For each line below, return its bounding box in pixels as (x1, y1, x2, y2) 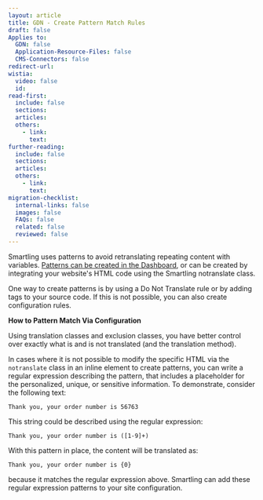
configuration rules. (8, 300, 72, 310)
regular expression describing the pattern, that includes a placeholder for (8, 370, 245, 381)
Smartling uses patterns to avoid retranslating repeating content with (8, 252, 231, 261)
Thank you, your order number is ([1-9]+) (8, 432, 149, 440)
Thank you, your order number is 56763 (8, 403, 139, 411)
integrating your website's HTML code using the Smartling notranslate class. (8, 268, 256, 278)
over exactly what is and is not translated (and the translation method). (8, 339, 237, 349)
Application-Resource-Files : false (15, 48, 132, 56)
